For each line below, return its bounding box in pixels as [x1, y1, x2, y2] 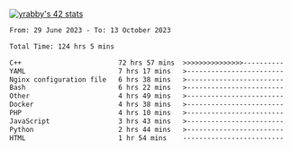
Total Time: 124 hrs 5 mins [9, 41, 115, 51]
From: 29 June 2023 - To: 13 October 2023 [9, 26, 171, 35]
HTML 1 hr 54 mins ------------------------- [9, 133, 284, 143]
